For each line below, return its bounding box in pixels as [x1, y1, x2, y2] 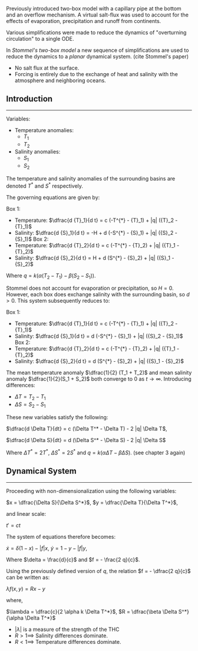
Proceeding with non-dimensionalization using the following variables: [6, 487, 177, 495]
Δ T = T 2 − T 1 [14, 393, 46, 402]
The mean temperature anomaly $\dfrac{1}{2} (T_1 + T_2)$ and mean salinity [6, 369, 192, 377]
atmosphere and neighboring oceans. [14, 77, 106, 84]
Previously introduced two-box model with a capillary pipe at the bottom [6, 5, 181, 12]
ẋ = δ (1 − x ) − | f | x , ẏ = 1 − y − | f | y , [6, 544, 87, 551]
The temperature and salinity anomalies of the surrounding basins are [6, 175, 176, 182]
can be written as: [6, 574, 50, 581]
